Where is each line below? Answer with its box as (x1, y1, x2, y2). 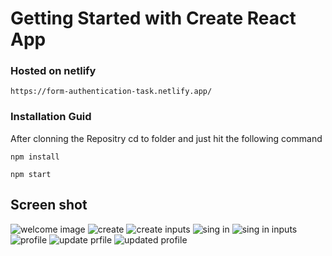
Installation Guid (10, 110, 92, 124)
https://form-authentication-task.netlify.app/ (10, 87, 213, 97)
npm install (10, 152, 60, 162)
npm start (10, 169, 52, 179)
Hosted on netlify (10, 64, 97, 78)
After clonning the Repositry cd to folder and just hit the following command (10, 132, 323, 144)
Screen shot (10, 197, 88, 214)
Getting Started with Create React (10, 7, 297, 30)
